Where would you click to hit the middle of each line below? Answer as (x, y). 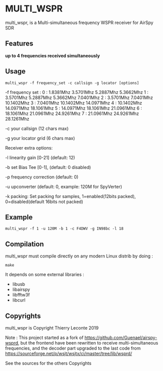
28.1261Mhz (17, 118)
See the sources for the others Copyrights (48, 363)
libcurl (19, 300)
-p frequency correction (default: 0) (42, 177)
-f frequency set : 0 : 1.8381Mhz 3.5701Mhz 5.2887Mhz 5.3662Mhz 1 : (77, 92)
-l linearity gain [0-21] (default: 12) (40, 157)
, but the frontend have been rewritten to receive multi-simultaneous (88, 343)
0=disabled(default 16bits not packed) (44, 201)
